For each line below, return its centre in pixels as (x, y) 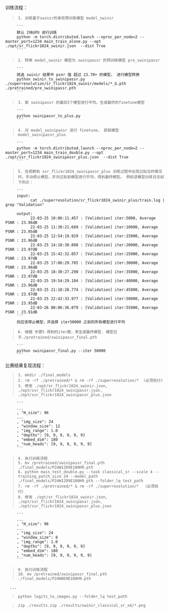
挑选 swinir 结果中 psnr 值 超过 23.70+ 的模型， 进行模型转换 (78, 75)
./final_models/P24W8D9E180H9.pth (54, 579)
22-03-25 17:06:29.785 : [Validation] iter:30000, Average (94, 263)
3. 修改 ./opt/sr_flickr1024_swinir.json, (63, 386)
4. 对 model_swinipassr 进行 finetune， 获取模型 (68, 130)
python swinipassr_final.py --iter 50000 (61, 351)
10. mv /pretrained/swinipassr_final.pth (62, 574)
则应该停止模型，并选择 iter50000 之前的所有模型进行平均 (71, 322)
